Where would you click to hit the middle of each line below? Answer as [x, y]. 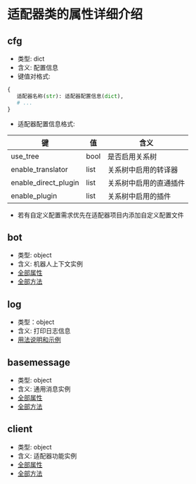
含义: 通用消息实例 [44, 389]
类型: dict [31, 58]
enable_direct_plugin [45, 182]
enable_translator [39, 169]
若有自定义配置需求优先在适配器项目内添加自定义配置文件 [100, 215]
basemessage [39, 362]
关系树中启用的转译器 [143, 170]
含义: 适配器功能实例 [47, 456]
